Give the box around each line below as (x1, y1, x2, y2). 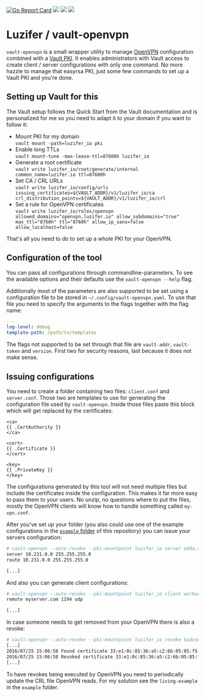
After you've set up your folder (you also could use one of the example (6, 521, 184, 528)
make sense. (6, 354, 38, 361)
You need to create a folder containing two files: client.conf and (6, 388, 170, 395)
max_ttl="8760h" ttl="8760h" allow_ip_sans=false (15, 218, 145, 225)
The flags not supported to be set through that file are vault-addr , (6, 341, 172, 348)
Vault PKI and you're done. (6, 74, 73, 81)
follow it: (6, 121, 28, 128)
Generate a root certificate (15, 159, 82, 166)
